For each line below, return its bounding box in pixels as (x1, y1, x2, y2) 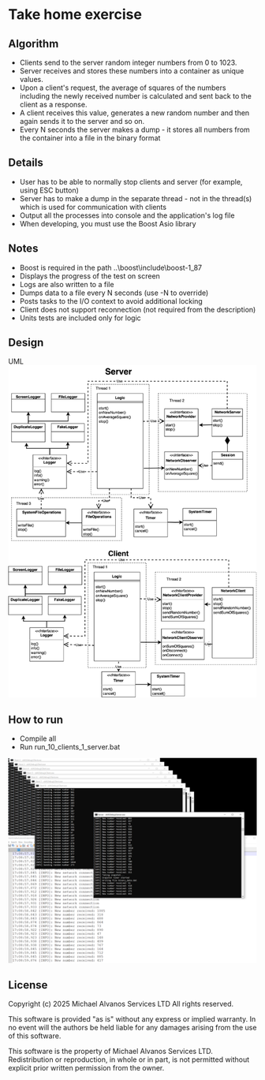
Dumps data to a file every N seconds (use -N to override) (19, 288, 209, 297)
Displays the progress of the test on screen (19, 271, 160, 281)
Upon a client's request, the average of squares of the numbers (19, 83, 226, 92)
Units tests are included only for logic (19, 313, 142, 323)
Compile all (19, 734, 57, 743)
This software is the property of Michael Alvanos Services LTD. (8, 1047, 213, 1056)
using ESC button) (19, 185, 79, 195)
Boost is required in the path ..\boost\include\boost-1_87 (19, 263, 203, 272)
